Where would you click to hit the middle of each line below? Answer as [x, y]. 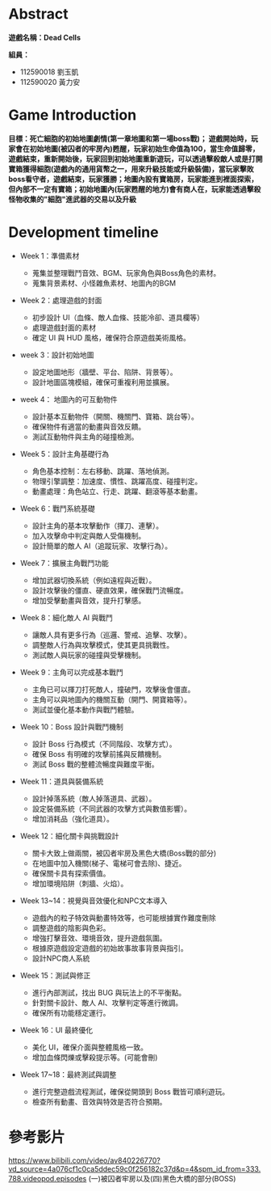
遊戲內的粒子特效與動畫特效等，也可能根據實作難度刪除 [124, 918]
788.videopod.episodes [48, 1178]
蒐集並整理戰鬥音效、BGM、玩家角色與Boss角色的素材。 [126, 272]
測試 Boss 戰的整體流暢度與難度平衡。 [95, 764]
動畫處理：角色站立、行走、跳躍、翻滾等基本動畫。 [117, 491]
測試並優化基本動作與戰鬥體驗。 [85, 709]
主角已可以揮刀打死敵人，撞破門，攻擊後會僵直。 [113, 689]
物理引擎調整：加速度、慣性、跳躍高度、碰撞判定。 [117, 481]
